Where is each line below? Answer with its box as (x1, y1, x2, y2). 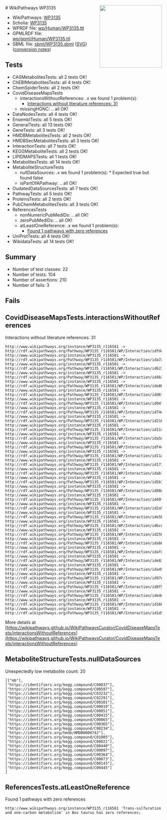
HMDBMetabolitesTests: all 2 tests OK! (12, 132, 91, 138)
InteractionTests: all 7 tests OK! (12, 143, 76, 149)
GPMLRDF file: (12, 30, 43, 36)
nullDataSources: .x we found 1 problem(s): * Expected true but (19, 169, 149, 175)
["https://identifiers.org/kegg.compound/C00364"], (5, 752, 114, 757)
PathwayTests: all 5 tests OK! (12, 191, 72, 197)
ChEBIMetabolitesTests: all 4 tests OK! (12, 79, 91, 85)
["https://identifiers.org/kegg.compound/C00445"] (5, 765, 112, 770)
